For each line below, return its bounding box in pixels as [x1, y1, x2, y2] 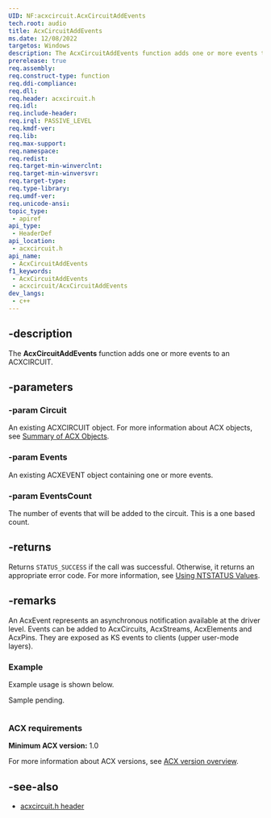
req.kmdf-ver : [8, 124, 56, 132]
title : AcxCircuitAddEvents [8, 27, 103, 35]
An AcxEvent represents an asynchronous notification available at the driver [8, 615, 261, 625]
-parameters [8, 380, 73, 394]
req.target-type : [8, 177, 67, 186]
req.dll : [8, 86, 38, 95]
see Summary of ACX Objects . [8, 431, 110, 441]
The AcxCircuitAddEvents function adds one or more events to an [8, 348, 230, 358]
